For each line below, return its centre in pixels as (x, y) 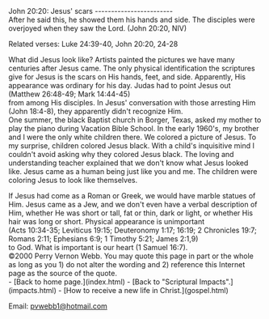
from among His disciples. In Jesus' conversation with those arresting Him (132, 102)
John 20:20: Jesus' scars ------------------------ (91, 11)
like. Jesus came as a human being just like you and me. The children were (133, 171)
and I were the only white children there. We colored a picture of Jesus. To (132, 137)
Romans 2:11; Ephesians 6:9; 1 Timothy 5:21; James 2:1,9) (103, 239)
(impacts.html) (32, 290)
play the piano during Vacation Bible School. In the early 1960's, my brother (134, 128)
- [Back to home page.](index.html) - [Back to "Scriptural (103, 282)
